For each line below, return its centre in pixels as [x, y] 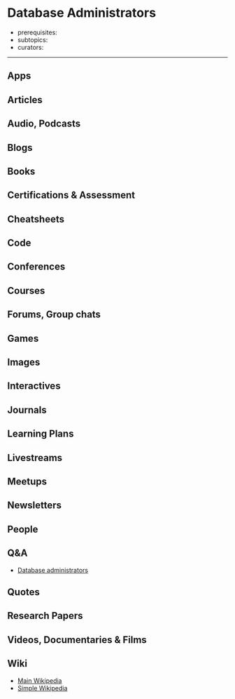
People [23, 529]
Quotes [24, 592]
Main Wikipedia [40, 680]
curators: [30, 47]
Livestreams [35, 458]
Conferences [36, 267]
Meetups [27, 481]
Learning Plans [41, 434]
